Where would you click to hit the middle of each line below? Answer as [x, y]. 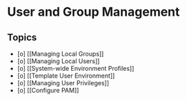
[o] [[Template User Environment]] [66, 76]
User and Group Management [93, 12]
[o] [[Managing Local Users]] [58, 61]
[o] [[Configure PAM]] [48, 90]
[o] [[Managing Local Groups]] [60, 54]
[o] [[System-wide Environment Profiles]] [76, 68]
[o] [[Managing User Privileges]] [63, 83]
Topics [22, 37]
